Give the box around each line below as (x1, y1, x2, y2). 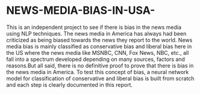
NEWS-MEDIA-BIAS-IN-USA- (6, 4, 155, 17)
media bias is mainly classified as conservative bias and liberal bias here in (6, 43, 192, 50)
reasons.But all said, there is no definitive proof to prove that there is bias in (6, 61, 194, 69)
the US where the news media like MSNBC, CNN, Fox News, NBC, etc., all (6, 49, 189, 56)
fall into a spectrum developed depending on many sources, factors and (6, 55, 186, 63)
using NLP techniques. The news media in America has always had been (6, 30, 187, 37)
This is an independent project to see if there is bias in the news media (6, 23, 182, 31)
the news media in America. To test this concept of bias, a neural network (6, 68, 189, 75)
